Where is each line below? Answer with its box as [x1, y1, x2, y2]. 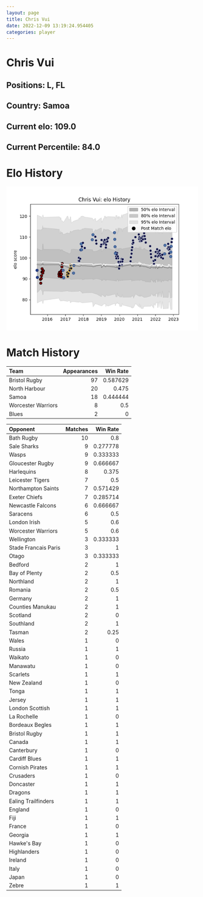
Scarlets [9, 670, 30, 678]
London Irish [9, 519, 41, 526]
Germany [9, 595, 32, 602]
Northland [9, 578, 35, 585]
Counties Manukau [9, 603, 57, 610]
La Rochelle [9, 713, 38, 720]
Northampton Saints [9, 485, 60, 492]
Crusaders [9, 772, 35, 779]
